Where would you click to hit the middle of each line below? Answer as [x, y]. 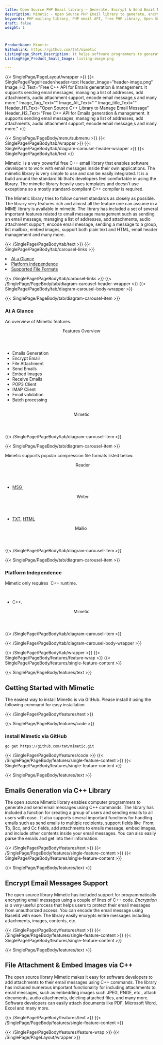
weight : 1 [15, 28]
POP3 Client [24, 384]
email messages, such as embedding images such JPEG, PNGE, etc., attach [81, 992]
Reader [83, 465]
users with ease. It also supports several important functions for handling [79, 818]
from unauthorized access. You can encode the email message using [74, 910]
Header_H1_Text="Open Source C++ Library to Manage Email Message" [77, 108]
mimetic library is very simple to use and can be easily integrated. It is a [77, 173]
